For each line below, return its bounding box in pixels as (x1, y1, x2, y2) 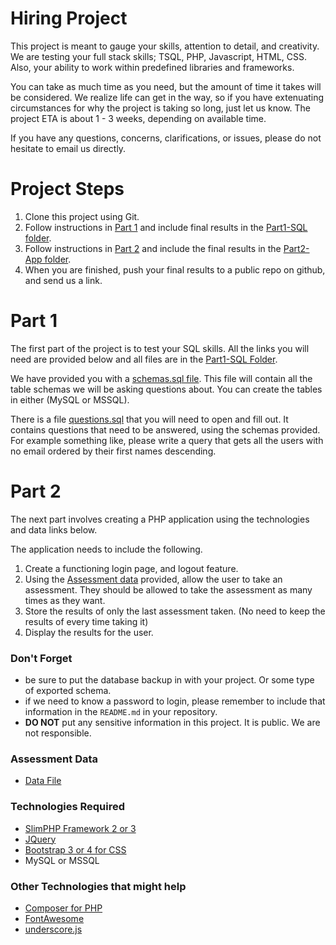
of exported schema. (24, 685, 112, 697)
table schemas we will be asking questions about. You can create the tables (10, 383, 323, 395)
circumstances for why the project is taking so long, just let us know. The (10, 102, 312, 114)
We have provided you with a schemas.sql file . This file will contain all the (10, 372, 313, 384)
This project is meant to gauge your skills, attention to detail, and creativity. (10, 40, 320, 52)
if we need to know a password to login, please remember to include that (24, 695, 326, 707)
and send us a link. (24, 274, 103, 286)
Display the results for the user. (24, 626, 154, 638)
